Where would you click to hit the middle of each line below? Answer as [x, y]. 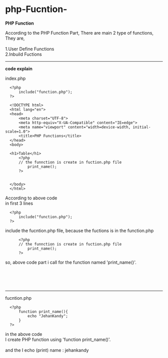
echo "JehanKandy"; [48, 316]
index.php [15, 78]
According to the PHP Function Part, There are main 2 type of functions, [79, 33]
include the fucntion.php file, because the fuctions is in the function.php [79, 230]
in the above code [24, 334]
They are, [15, 38]
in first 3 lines [19, 203]
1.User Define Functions [30, 49]
